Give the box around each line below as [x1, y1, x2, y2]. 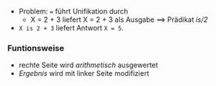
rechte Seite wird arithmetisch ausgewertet [18, 60, 158, 70]
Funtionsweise [7, 42, 64, 53]
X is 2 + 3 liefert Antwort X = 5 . [18, 23, 124, 32]
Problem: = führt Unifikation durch [18, 7, 128, 16]
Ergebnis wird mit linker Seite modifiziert [18, 69, 149, 78]
